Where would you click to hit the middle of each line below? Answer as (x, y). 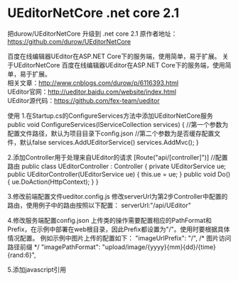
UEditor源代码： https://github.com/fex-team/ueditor (83, 100)
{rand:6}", (22, 255)
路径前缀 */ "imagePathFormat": (54, 247)
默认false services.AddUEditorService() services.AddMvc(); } (109, 142)
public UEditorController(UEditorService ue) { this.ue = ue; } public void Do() (119, 174)
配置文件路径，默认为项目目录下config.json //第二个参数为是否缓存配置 (111, 133)
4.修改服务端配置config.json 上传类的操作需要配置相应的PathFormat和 (109, 220)
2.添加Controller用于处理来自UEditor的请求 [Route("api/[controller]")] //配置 (118, 157)
